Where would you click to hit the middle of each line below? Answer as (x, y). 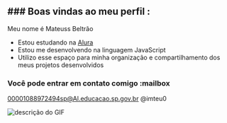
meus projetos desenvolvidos (61, 65)
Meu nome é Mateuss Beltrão (50, 28)
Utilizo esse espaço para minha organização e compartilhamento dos (119, 57)
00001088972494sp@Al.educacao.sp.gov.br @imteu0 (87, 99)
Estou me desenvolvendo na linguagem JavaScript (92, 49)
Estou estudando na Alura (55, 42)
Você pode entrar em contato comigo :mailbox (89, 83)
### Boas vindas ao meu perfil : (79, 12)
